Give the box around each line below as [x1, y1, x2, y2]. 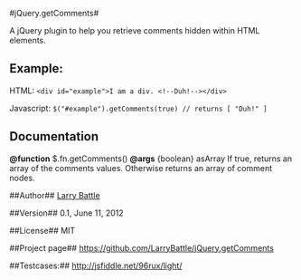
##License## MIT [9, 225, 76, 236]
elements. [9, 35, 47, 45]
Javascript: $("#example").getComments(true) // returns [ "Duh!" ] [9, 102, 268, 113]
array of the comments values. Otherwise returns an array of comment [9, 162, 273, 173]
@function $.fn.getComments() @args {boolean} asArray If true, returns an [9, 153, 292, 164]
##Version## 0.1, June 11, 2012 [9, 208, 124, 218]
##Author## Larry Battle [9, 189, 101, 200]
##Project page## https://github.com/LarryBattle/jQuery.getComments [9, 242, 274, 253]
